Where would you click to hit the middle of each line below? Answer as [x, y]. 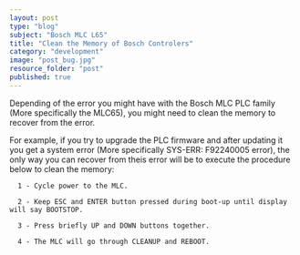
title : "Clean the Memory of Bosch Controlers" [102, 43]
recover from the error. [52, 122]
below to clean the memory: [62, 168]
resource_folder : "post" [57, 69]
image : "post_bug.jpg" [52, 60]
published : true [40, 77]
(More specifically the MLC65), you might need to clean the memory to [143, 112]
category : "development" [57, 52]
